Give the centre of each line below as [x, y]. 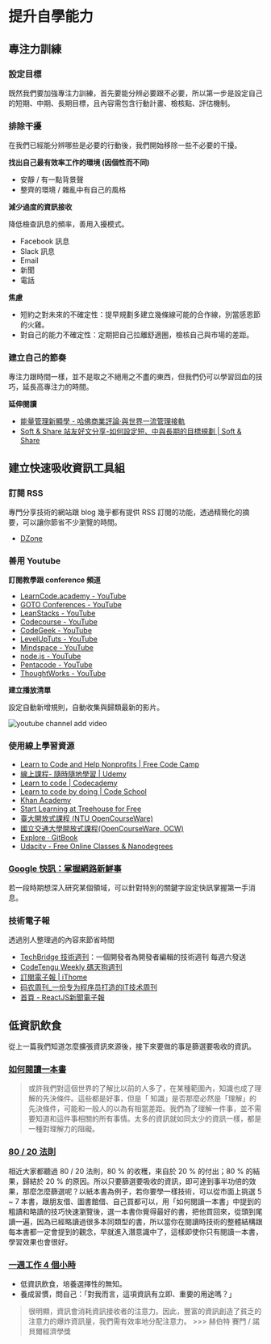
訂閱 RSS [26, 492]
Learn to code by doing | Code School [83, 791]
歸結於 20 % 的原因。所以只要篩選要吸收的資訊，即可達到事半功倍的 [135, 1181]
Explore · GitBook [49, 837]
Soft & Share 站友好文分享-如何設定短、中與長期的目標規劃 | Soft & [131, 431]
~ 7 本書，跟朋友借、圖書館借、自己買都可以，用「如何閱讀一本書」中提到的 [135, 1201]
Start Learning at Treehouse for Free [81, 809]
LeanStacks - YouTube [58, 613]
